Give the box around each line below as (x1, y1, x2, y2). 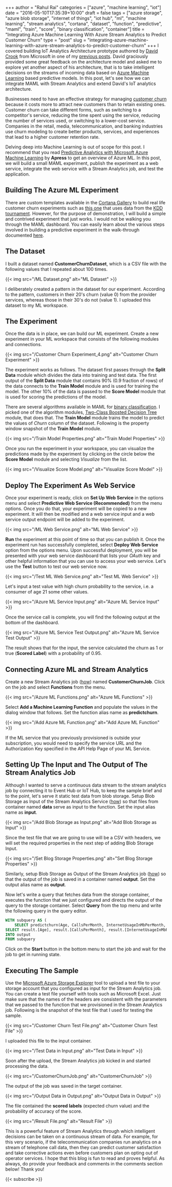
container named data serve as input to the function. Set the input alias (5, 803, 156, 810)
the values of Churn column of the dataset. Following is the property (5, 420, 149, 427)
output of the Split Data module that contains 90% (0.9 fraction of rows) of (5, 377, 164, 384)
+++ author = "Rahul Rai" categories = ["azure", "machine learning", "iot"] (5, 5, 161, 10)
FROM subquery (5, 937, 36, 942)
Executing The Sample (5, 966, 79, 975)
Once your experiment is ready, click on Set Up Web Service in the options (5, 495, 164, 501)
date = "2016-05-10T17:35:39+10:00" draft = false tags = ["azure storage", (5, 10, 163, 16)
